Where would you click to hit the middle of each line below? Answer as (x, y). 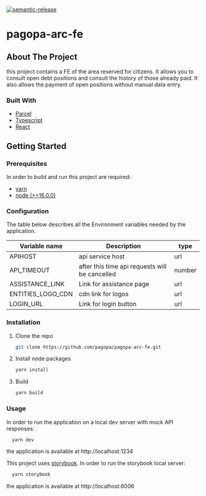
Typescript (29, 120)
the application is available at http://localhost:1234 (70, 451)
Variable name (41, 246)
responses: (21, 429)
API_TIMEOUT (30, 270)
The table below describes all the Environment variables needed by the (96, 224)
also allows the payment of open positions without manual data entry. (94, 85)
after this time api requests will (123, 267)
